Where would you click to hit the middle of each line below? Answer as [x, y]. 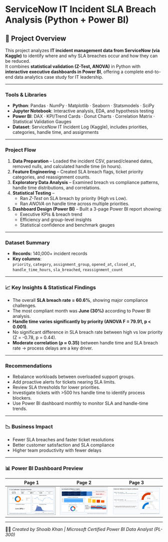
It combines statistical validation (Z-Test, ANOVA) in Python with [73, 66]
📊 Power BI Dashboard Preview [44, 468]
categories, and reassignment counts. [51, 177]
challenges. [24, 306]
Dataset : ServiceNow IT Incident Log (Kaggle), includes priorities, [80, 127]
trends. [20, 409]
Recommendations [29, 366]
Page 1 [31, 482]
